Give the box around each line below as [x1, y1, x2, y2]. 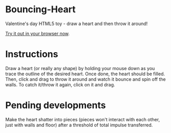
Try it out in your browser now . [5, 30, 70, 36]
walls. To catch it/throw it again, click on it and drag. [5, 81, 115, 87]
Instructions [5, 49, 58, 60]
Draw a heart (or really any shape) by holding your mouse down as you [5, 65, 155, 71]
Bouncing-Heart [5, 4, 76, 15]
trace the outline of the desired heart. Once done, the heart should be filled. [5, 71, 165, 77]
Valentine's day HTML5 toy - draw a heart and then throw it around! [5, 20, 148, 27]
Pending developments [5, 100, 106, 111]
